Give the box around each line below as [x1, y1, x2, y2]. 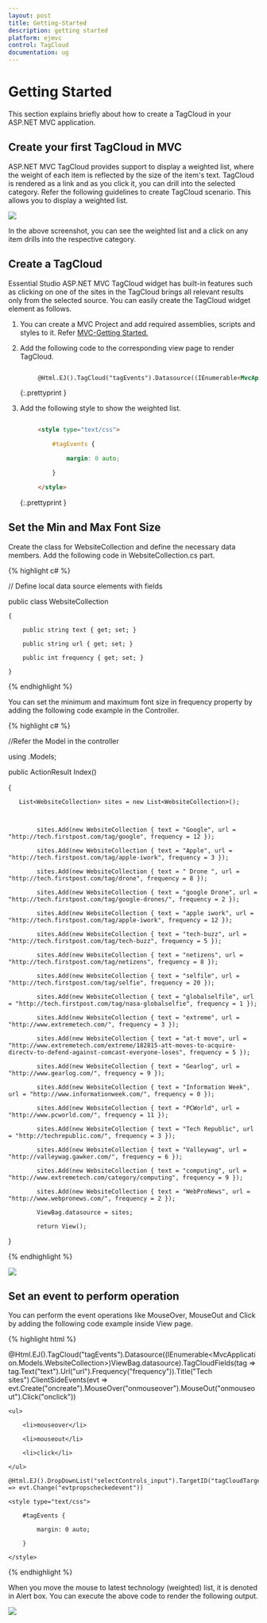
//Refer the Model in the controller [8, 736, 119, 746]
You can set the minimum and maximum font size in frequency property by [8, 697, 253, 706]
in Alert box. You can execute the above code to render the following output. [8, 1591, 258, 1601]
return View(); [37, 1222, 87, 1230]
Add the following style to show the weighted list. [19, 403, 181, 414]
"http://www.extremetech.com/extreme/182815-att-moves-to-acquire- [8, 1041, 237, 1050]
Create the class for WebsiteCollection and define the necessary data [8, 542, 236, 551]
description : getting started [8, 26, 109, 34]
